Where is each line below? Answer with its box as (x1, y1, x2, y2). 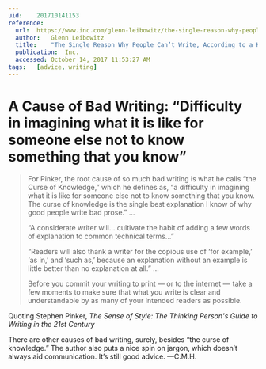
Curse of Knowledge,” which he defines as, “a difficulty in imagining (27, 182, 250, 192)
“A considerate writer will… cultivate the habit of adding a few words (27, 223, 251, 232)
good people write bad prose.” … (27, 207, 135, 217)
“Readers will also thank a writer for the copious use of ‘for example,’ (27, 246, 253, 256)
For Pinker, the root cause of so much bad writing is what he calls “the (27, 173, 257, 183)
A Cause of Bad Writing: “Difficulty (8, 97, 243, 115)
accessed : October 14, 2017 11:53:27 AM (15, 56, 150, 64)
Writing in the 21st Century (8, 319, 95, 329)
